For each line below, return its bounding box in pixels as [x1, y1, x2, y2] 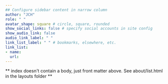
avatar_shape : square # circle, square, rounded [5, 21, 110, 27]
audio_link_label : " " [5, 36, 53, 41]
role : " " [5, 17, 26, 22]
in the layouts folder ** [5, 73, 53, 79]
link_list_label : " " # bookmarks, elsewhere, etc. [5, 40, 116, 45]
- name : [5, 49, 22, 54]
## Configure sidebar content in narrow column [5, 7, 108, 13]
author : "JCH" [5, 12, 35, 17]
